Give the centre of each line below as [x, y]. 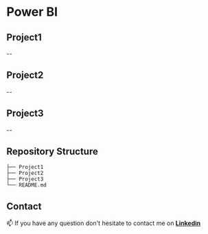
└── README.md [27, 185]
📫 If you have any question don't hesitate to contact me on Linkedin [104, 223]
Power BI [32, 12]
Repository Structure [53, 152]
